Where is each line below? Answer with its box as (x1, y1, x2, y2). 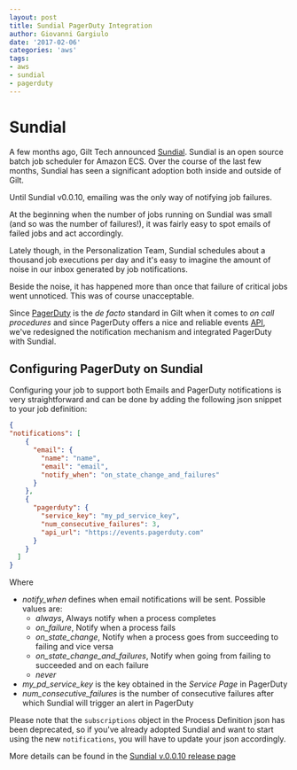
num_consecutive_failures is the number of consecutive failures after (21, 688, 275, 699)
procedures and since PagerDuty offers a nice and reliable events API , (9, 316, 266, 328)
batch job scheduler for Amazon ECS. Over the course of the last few (9, 156, 262, 167)
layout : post (9, 12, 58, 22)
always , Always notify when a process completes (35, 613, 216, 624)
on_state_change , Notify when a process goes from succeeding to (35, 632, 279, 642)
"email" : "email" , (41, 462, 109, 471)
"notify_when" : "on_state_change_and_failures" (41, 471, 220, 479)
